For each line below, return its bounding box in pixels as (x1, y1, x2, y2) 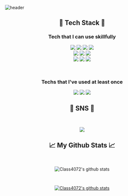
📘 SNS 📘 (69, 104, 95, 112)
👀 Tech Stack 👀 (59, 19, 106, 27)
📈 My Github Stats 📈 (48, 141, 116, 150)
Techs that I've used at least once (41, 78, 123, 85)
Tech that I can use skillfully (48, 33, 116, 40)
